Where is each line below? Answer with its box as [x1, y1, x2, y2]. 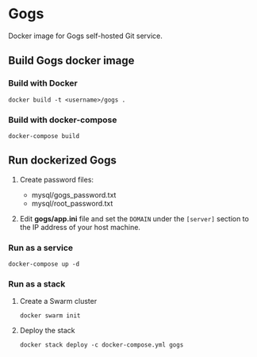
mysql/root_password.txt [31, 198, 113, 208]
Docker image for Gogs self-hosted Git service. [8, 31, 163, 40]
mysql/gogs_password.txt [31, 190, 117, 199]
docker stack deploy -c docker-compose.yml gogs [19, 341, 184, 349]
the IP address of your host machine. [19, 222, 141, 232]
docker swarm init [19, 312, 81, 320]
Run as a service [8, 242, 74, 253]
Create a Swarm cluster [19, 297, 98, 306]
